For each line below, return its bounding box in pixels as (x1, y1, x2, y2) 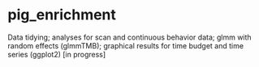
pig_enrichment (7, 6, 117, 24)
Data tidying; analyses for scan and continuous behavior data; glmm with (7, 32, 253, 42)
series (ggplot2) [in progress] (7, 49, 106, 59)
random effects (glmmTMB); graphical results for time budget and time (7, 40, 244, 50)
